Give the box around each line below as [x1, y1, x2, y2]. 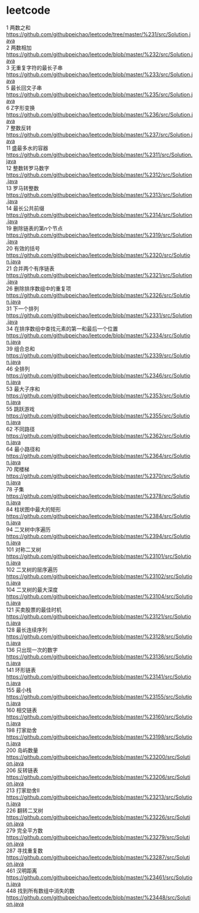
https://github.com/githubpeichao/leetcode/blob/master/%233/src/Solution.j [6, 71, 193, 78]
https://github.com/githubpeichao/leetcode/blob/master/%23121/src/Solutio [6, 613, 191, 620]
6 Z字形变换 [6, 104, 36, 111]
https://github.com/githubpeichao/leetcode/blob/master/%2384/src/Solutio [6, 512, 191, 519]
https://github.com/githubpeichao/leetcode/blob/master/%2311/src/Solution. [6, 151, 193, 158]
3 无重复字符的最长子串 [6, 64, 63, 71]
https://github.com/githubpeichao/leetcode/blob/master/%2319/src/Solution [6, 231, 192, 239]
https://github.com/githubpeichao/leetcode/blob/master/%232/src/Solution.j [6, 51, 193, 58]
